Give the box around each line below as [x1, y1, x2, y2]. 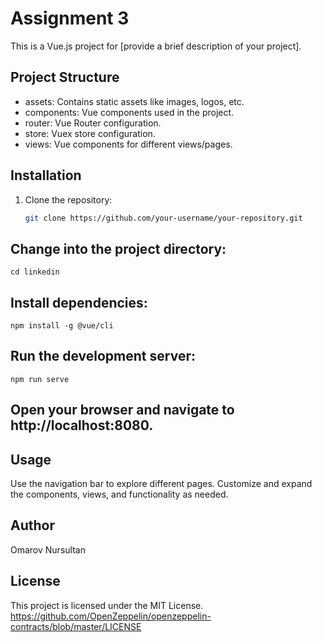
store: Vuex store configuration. [24, 127, 156, 139]
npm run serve [10, 374, 70, 384]
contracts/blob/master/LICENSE [10, 620, 142, 632]
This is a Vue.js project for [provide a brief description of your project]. [10, 40, 302, 52]
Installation [10, 167, 82, 184]
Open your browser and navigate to [10, 402, 235, 419]
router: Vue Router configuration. [24, 117, 162, 129]
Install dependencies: [10, 294, 148, 311]
